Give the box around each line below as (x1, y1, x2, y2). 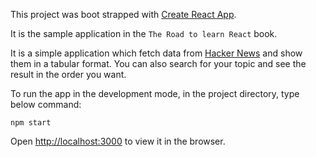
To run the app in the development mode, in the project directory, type (10, 88, 300, 99)
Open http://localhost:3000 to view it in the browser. (10, 135, 226, 147)
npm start (10, 118, 52, 128)
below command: (10, 99, 82, 110)
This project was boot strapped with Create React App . (10, 9, 237, 20)
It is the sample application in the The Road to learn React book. (10, 28, 278, 39)
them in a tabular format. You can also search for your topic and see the (10, 58, 307, 69)
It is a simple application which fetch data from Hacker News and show (10, 47, 303, 59)
